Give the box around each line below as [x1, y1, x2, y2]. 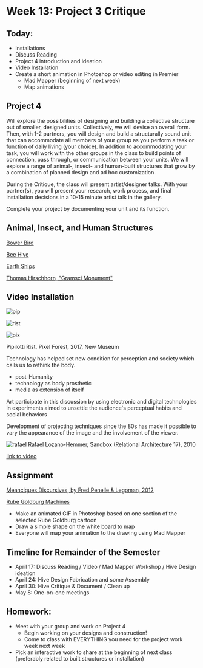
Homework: [6, 607, 52, 617]
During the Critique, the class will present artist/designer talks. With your [6, 181, 188, 188]
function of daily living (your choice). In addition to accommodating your [6, 143, 187, 150]
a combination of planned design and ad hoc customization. [6, 168, 156, 176]
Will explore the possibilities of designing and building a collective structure [6, 117, 195, 124]
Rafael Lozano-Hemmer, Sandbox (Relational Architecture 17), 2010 [28, 441, 196, 448]
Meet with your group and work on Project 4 [15, 622, 126, 630]
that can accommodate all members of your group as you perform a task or [6, 136, 195, 143]
